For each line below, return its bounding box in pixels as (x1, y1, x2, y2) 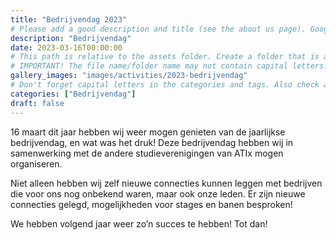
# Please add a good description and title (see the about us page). (10, 24, 307, 34)
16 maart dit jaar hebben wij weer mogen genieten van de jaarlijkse (10, 126, 286, 138)
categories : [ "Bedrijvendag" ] (10, 89, 137, 99)
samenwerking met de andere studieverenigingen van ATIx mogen (10, 147, 284, 159)
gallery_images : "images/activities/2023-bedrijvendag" (10, 71, 248, 81)
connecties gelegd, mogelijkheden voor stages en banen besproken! (10, 198, 293, 210)
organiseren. (10, 157, 63, 170)
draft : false (10, 98, 65, 108)
